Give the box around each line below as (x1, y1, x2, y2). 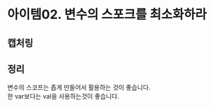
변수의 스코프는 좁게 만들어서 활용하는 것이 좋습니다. (7, 83, 150, 92)
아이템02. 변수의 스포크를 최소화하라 (7, 6, 207, 23)
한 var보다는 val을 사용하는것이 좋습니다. (7, 92, 119, 101)
